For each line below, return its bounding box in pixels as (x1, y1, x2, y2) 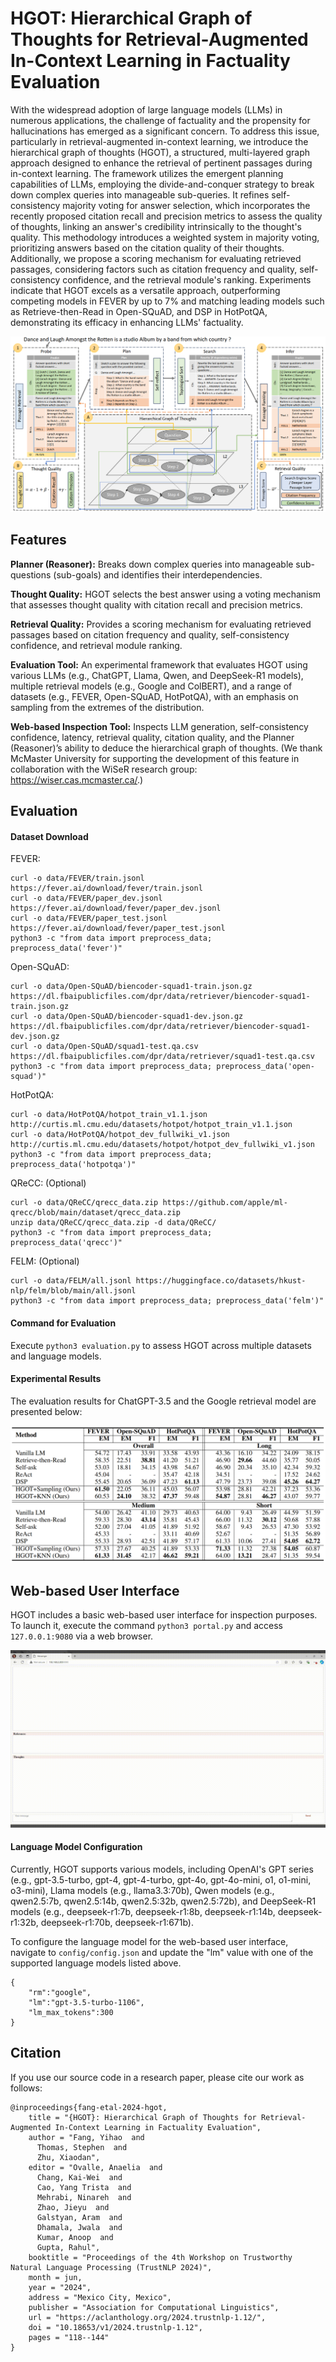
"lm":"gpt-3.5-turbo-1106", (28, 1997, 145, 2007)
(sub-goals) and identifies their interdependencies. (53, 568, 263, 581)
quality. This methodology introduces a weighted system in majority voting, (10, 231, 320, 243)
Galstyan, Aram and (36, 2212, 123, 2222)
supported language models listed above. (10, 1957, 182, 1969)
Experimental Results (10, 1373, 102, 1385)
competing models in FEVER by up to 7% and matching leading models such (10, 295, 325, 307)
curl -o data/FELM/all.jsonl (10, 1276, 132, 1286)
